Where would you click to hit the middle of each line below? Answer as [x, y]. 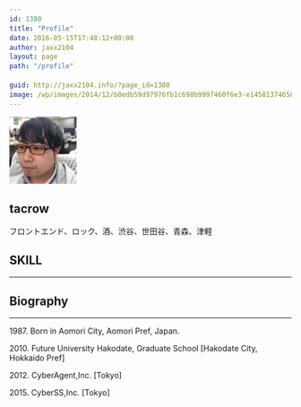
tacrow [29, 209]
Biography [39, 301]
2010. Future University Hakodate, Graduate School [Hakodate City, [133, 349]
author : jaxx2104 [42, 48]
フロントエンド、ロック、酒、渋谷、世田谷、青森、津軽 [111, 231]
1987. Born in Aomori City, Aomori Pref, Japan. [95, 331]
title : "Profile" [42, 28]
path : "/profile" [42, 66]
